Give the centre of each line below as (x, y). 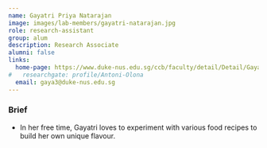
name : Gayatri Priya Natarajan (60, 16)
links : (19, 60)
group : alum (28, 38)
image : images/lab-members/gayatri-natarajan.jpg (92, 23)
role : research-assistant (51, 30)
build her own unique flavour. (68, 135)
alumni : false (32, 53)
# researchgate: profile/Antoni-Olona (76, 75)
